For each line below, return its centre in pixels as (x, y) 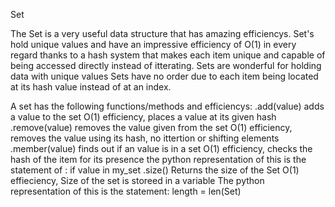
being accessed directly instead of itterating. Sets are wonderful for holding (166, 65)
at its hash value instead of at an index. (91, 87)
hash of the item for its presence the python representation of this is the (158, 159)
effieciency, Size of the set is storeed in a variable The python (137, 180)
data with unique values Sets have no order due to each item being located (164, 76)
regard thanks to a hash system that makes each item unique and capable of (168, 55)
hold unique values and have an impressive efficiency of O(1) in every (153, 44)
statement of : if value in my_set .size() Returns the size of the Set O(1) (155, 170)
